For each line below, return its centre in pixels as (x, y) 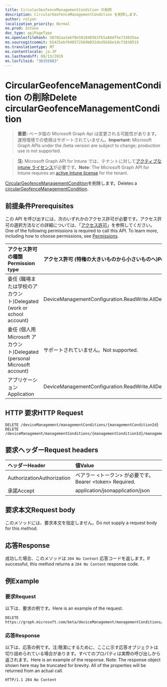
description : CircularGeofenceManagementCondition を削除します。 (73, 14)
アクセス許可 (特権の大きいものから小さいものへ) (101, 259)
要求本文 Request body (40, 510)
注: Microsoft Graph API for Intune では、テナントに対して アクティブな (89, 161)
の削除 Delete (50, 98)
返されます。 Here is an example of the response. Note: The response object (83, 660)
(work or (18, 308)
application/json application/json (113, 490)
